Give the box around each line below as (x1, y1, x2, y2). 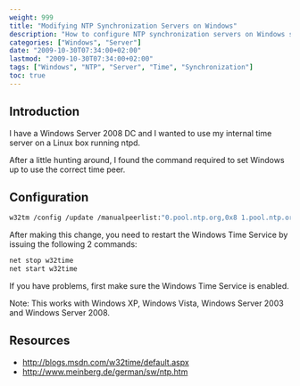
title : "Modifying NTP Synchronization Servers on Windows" (9, 21, 238, 30)
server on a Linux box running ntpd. (9, 137, 141, 148)
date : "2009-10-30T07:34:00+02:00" (9, 46, 142, 55)
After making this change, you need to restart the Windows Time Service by (9, 229, 288, 241)
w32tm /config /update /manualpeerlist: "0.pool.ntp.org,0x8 (9, 213, 238, 223)
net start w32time (9, 265, 78, 274)
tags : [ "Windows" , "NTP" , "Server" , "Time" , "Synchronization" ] (9, 63, 254, 72)
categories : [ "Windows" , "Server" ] (9, 37, 142, 47)
